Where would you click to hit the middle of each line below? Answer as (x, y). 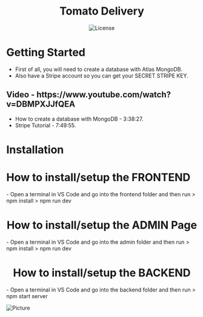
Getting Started (46, 52)
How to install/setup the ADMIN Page (102, 225)
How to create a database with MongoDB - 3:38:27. (79, 119)
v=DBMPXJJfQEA (41, 104)
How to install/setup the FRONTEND (98, 178)
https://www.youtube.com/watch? (104, 95)
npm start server (27, 296)
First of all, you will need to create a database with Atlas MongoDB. (99, 69)
